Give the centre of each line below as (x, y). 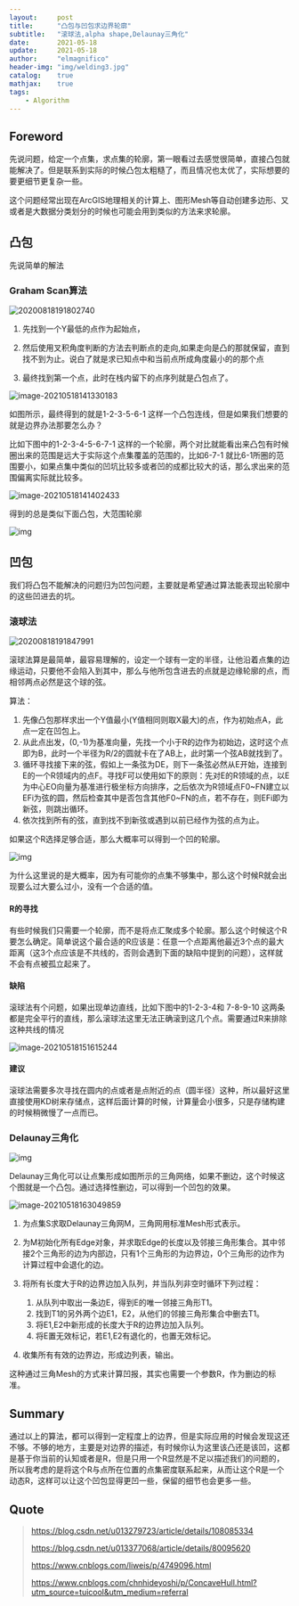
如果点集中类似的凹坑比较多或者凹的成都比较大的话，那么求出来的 (161, 467)
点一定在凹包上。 (53, 731)
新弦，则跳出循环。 (57, 809)
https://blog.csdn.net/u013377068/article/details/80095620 (141, 1548)
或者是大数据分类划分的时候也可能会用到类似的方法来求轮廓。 (122, 211)
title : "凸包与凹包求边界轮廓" (70, 26)
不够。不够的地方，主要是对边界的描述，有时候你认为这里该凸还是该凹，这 (145, 1447)
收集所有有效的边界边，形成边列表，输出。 (100, 1355)
